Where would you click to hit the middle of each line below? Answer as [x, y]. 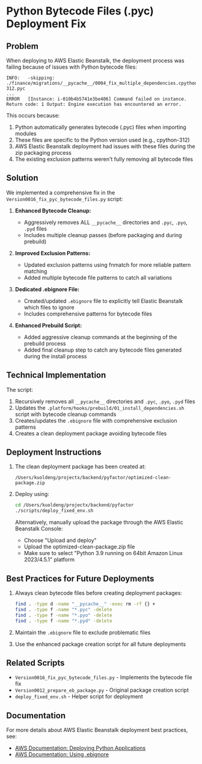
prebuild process [45, 343]
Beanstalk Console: [39, 529]
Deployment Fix [46, 24]
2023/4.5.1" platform [49, 560]
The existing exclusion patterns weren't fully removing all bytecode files [104, 159]
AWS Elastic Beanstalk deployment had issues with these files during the [105, 146]
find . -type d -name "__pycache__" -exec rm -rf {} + [85, 604]
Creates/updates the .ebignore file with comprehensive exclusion [96, 420]
